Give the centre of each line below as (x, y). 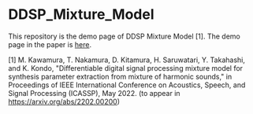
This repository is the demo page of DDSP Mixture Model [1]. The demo (124, 36)
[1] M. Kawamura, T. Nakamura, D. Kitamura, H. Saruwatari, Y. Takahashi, (127, 60)
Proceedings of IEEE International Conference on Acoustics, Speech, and (127, 85)
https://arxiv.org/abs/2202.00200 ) (64, 101)
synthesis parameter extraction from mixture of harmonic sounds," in (120, 76)
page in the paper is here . (50, 44)
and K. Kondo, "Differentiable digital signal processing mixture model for (125, 68)
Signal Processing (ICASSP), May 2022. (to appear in (94, 93)
